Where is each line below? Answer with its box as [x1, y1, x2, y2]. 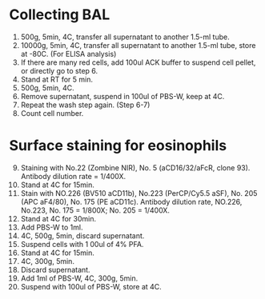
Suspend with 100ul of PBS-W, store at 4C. [20, 281, 163, 291]
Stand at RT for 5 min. [20, 74, 94, 84]
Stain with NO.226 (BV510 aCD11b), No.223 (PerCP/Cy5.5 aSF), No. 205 [20, 188, 258, 197]
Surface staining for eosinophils [9, 137, 227, 155]
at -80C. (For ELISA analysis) [20, 49, 117, 58]
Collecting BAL [9, 6, 110, 24]
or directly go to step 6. [20, 66, 98, 75]
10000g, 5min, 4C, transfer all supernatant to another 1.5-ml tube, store [20, 40, 256, 50]
